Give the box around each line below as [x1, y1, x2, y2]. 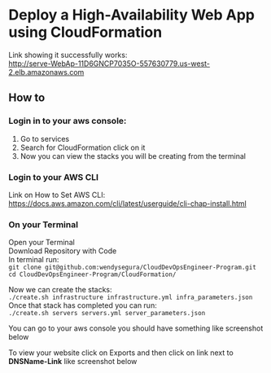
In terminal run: [8, 255, 59, 265]
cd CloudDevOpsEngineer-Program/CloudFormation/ [8, 270, 177, 279]
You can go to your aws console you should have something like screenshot [8, 323, 264, 333]
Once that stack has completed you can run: [8, 301, 157, 310]
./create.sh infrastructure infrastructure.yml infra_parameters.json [8, 293, 253, 302]
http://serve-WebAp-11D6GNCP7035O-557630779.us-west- [8, 59, 210, 68]
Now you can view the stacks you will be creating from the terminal [20, 151, 247, 160]
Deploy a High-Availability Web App [8, 6, 255, 24]
